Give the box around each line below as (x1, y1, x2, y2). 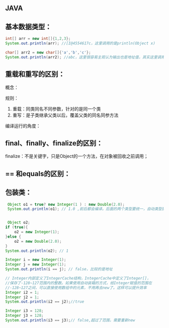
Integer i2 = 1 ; (5, 290, 39, 295)
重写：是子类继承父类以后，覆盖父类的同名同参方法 (12, 112, 119, 118)
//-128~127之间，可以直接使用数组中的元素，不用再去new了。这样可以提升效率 (5, 285, 147, 290)
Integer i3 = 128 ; (5, 308, 44, 313)
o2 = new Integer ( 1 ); (14, 230, 59, 235)
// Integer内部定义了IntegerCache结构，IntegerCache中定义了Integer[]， (5, 276, 151, 281)
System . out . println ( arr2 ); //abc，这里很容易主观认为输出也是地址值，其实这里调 (5, 54, 161, 60)
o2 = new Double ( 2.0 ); (14, 239, 62, 244)
